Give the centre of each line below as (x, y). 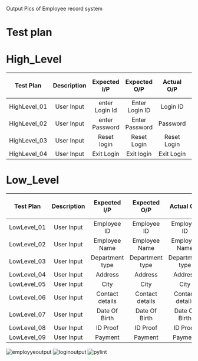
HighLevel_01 (28, 107)
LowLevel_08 (27, 328)
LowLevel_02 (27, 245)
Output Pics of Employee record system (55, 9)
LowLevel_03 (27, 261)
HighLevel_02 (28, 123)
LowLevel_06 (27, 298)
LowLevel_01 (27, 227)
